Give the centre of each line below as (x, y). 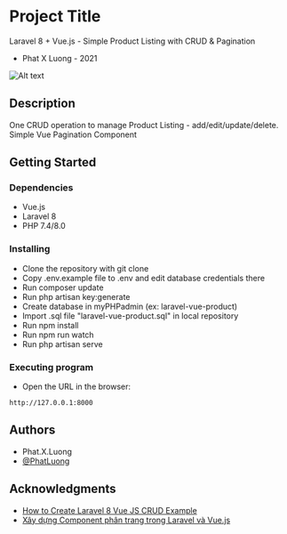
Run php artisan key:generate (76, 296)
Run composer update (63, 287)
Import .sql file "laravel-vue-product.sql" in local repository (130, 316)
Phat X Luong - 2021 (60, 58)
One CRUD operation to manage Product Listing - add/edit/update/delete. (144, 125)
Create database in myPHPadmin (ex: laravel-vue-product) (130, 306)
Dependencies (41, 188)
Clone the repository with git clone (85, 268)
